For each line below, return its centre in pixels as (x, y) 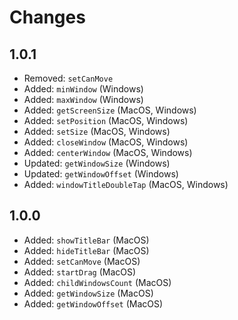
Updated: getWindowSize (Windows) (97, 163)
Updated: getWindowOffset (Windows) (101, 174)
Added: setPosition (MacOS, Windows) (106, 120)
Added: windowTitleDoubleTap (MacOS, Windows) (126, 184)
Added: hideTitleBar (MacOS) (86, 250)
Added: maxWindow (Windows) (83, 99)
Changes (47, 17)
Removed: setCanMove (68, 78)
